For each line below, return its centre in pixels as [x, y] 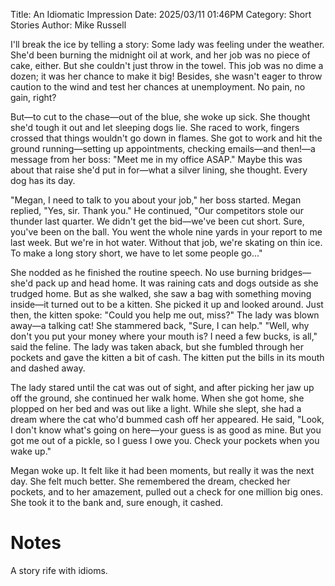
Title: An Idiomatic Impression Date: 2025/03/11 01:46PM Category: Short [161, 14]
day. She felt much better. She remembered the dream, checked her [150, 481]
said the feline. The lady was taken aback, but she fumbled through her [157, 347]
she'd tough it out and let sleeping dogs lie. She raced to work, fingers [155, 127]
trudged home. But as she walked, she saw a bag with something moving [161, 293]
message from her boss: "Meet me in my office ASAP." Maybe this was [156, 159]
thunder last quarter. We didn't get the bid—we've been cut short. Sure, [157, 221]
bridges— [291, 272]
